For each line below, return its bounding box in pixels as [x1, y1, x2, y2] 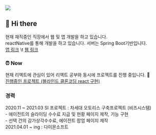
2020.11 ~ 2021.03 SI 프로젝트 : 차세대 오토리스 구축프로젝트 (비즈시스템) [5, 105, 152, 111]
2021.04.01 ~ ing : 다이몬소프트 [5, 124, 69, 130]
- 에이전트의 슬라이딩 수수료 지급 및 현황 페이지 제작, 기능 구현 [5, 111, 129, 117]
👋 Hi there [5, 19, 37, 28]
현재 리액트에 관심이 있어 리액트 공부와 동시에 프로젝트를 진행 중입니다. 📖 [5, 72, 150, 78]
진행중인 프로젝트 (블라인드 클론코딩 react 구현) [5, 78, 100, 84]
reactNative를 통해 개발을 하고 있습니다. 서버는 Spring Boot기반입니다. [5, 40, 147, 46]
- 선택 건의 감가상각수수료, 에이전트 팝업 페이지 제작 [5, 118, 108, 124]
